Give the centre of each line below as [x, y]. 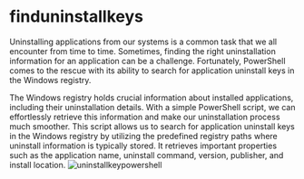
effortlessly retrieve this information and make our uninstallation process [145, 117]
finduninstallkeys [76, 17]
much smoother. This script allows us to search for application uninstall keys [152, 126]
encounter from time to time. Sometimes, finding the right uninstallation [143, 51]
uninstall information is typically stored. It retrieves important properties [143, 146]
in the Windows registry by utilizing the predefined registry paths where [144, 136]
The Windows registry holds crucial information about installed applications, [152, 98]
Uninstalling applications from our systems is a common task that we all [143, 42]
